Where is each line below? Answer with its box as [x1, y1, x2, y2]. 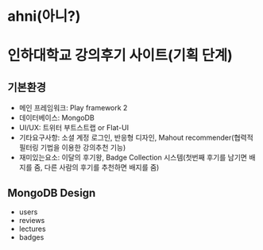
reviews [18, 216, 45, 225]
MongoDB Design [7, 186, 96, 199]
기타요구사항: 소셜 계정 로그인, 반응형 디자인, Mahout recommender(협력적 [18, 133, 253, 143]
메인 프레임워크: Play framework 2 [18, 103, 128, 113]
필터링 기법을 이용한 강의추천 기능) [18, 143, 126, 152]
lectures [18, 224, 46, 233]
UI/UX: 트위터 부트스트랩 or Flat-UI [18, 123, 129, 133]
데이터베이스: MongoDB [18, 113, 95, 123]
